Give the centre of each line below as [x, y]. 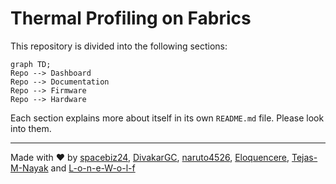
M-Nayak [29, 168]
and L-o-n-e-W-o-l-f [93, 168]
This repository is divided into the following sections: [119, 46]
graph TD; [31, 64]
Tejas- [304, 157]
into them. [31, 128]
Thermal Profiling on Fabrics [131, 18]
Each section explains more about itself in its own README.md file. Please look [167, 118]
